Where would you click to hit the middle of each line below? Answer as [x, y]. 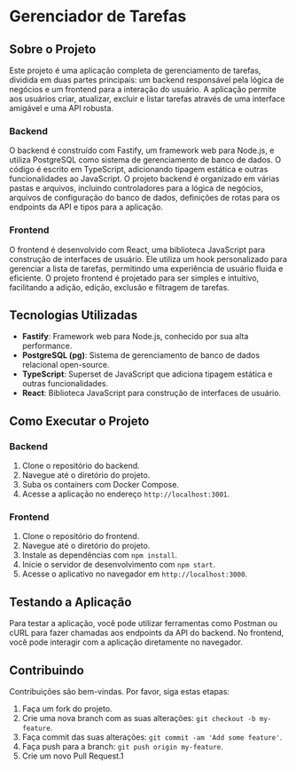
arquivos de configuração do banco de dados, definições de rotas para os [145, 198]
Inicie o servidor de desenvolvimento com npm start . [118, 565]
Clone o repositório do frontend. [81, 536]
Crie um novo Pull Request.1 [73, 756]
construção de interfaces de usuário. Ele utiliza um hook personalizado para [148, 258]
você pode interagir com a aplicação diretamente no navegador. [126, 642]
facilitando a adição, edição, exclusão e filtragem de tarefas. [120, 287]
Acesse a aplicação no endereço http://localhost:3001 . [126, 494]
